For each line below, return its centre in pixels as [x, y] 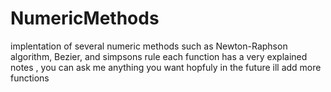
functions [30, 78]
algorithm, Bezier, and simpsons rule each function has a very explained [159, 56]
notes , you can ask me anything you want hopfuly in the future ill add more [166, 67]
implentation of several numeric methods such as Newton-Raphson [149, 46]
